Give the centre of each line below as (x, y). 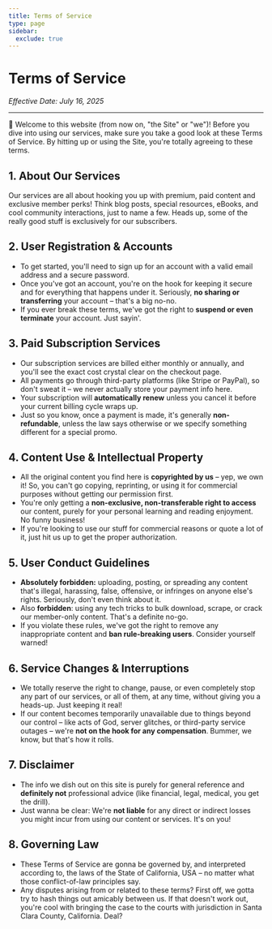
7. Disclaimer (41, 765)
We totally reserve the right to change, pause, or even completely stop (138, 688)
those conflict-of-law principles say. (80, 881)
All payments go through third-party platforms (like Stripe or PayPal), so (140, 380)
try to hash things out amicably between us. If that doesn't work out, (134, 898)
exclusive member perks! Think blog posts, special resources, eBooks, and (134, 204)
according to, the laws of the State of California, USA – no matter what (137, 872)
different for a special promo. (68, 432)
